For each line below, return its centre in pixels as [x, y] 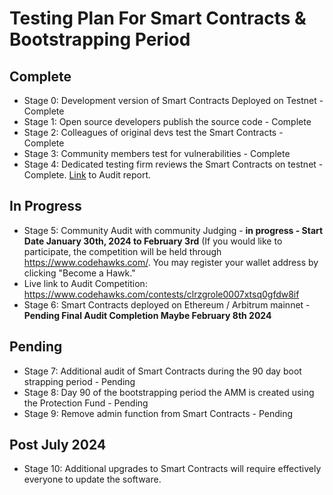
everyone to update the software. [92, 479]
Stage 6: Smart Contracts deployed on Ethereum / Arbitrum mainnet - [167, 304]
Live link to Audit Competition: [85, 283]
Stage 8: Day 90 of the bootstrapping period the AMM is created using [169, 392]
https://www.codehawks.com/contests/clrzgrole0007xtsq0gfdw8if [161, 294]
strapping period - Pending [79, 381]
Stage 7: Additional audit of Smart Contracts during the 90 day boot [162, 371]
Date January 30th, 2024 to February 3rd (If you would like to [153, 241]
